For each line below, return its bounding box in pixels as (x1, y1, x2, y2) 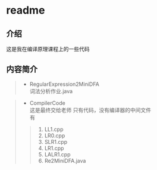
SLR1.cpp (44, 138, 68, 145)
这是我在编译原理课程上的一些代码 (6, 46, 90, 52)
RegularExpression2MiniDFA (29, 81, 99, 88)
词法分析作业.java (29, 87, 73, 95)
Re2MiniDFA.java (44, 157, 86, 164)
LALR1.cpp (44, 150, 71, 158)
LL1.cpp (44, 126, 64, 133)
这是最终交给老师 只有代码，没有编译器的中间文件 (29, 106, 152, 113)
